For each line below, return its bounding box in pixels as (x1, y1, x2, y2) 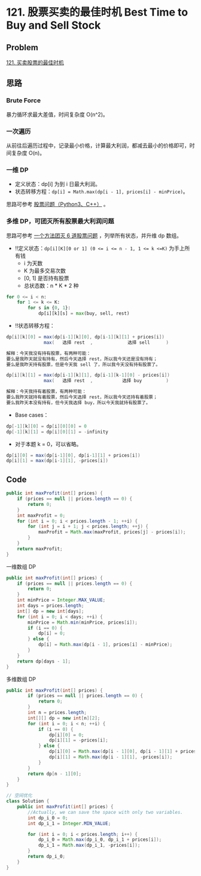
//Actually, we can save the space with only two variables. (28, 809, 184, 815)
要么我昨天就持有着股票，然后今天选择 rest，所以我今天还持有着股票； (6, 394, 158, 401)
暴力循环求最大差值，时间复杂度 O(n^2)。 (6, 111, 109, 118)
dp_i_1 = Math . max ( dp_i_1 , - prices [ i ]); (38, 843, 141, 848)
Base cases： (14, 411, 49, 419)
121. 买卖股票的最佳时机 (6, 59, 64, 66)
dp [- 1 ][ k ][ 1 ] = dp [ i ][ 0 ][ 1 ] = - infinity (6, 429, 109, 435)
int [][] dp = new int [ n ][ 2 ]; (28, 715, 100, 721)
